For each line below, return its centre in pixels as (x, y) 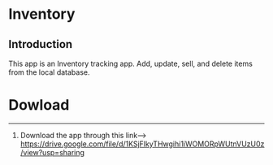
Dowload (39, 105)
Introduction (41, 44)
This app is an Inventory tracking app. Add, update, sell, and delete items (131, 63)
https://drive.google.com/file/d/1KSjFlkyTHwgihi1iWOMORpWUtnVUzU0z (142, 144)
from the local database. (49, 72)
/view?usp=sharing (52, 152)
